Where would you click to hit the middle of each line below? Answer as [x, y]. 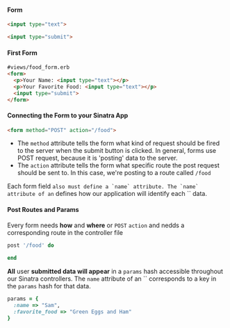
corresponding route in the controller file [65, 232]
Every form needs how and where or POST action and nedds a [96, 225]
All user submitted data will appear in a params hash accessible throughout [115, 272]
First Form [22, 53]
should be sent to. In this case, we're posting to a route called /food [114, 173]
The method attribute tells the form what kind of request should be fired [118, 143]
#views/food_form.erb [39, 67]
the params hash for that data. [49, 286]
